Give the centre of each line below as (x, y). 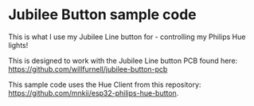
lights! (18, 45)
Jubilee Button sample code (102, 15)
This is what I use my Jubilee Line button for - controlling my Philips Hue (127, 37)
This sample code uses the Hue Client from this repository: (105, 84)
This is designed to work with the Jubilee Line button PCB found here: (123, 61)
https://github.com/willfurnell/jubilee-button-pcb (88, 69)
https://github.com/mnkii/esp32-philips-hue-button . (94, 92)
